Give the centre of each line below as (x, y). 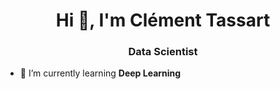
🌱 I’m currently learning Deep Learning (100, 73)
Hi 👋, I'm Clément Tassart (163, 20)
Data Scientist (163, 52)
